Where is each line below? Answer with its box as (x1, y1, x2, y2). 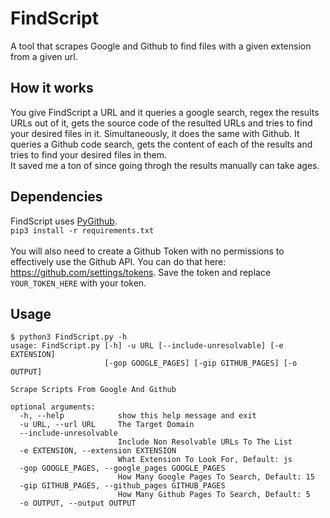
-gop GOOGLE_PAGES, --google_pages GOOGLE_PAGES (19, 463, 226, 474)
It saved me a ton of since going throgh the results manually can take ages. (10, 159, 320, 171)
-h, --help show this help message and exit (19, 411, 257, 421)
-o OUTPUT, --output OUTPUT (19, 498, 137, 509)
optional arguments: (10, 402, 97, 412)
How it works (10, 80, 94, 97)
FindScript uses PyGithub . (10, 215, 118, 227)
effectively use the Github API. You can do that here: (10, 255, 227, 267)
